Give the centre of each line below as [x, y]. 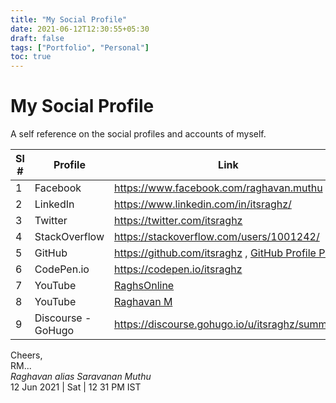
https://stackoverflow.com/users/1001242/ [217, 237]
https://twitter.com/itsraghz [178, 221]
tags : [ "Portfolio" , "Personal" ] [80, 47]
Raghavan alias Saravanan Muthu [81, 377]
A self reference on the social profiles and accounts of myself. [138, 134]
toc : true [31, 57]
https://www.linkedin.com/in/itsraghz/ [203, 204]
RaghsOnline [144, 286]
